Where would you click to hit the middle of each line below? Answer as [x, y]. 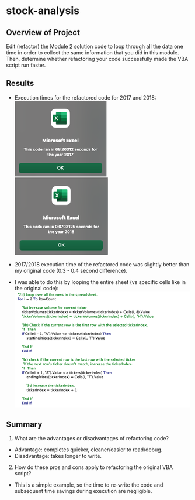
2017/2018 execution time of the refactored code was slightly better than [102, 264]
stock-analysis [43, 11]
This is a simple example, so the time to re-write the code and [89, 485]
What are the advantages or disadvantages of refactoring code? [92, 439]
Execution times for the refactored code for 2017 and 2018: [85, 97]
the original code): [36, 288]
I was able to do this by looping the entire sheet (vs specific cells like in [100, 282]
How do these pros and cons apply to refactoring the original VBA [94, 467]
